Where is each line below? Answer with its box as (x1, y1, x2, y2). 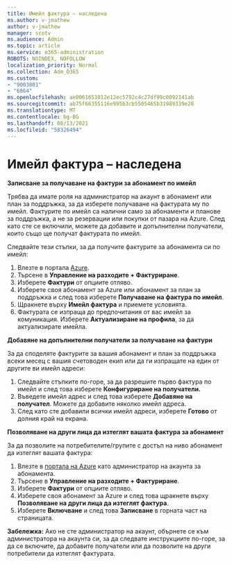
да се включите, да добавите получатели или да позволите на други (7, 542, 211, 550)
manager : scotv (7, 29, 51, 37)
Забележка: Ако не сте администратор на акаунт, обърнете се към (7, 527, 209, 536)
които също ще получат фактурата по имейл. (7, 230, 142, 238)
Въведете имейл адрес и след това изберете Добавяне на (17, 393, 193, 401)
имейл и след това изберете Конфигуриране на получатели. (17, 385, 201, 393)
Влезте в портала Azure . (17, 264, 90, 272)
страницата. (17, 514, 54, 522)
